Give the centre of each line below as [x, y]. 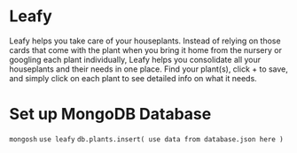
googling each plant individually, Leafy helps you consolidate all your [135, 59]
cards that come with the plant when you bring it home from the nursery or [145, 50]
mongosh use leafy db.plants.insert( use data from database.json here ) [146, 139]
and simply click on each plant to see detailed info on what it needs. [133, 78]
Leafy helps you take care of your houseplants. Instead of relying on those [145, 41]
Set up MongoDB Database [110, 115]
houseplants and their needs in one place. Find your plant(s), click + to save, [148, 69]
